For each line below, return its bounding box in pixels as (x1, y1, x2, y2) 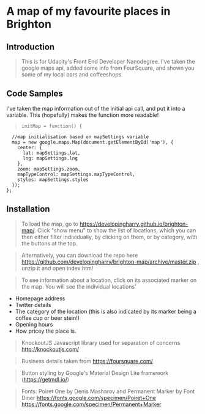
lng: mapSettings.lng (22, 155, 78, 161)
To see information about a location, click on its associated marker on (21, 276, 197, 284)
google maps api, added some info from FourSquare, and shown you (21, 64, 195, 72)
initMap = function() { (21, 123, 83, 129)
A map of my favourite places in (6, 4, 171, 18)
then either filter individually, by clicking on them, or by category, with (21, 233, 198, 240)
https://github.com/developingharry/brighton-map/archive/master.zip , (21, 258, 199, 265)
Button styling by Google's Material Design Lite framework (21, 369, 169, 377)
